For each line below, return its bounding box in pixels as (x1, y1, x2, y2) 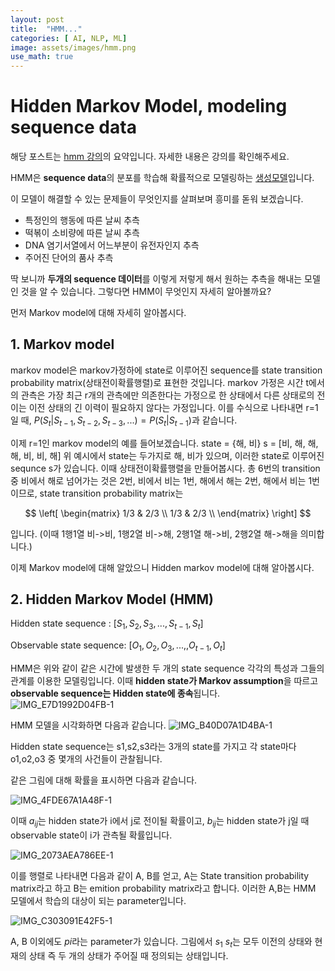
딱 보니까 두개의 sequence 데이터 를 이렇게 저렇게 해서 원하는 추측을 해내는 (10, 273, 303, 285)
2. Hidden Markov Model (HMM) (10, 591, 214, 608)
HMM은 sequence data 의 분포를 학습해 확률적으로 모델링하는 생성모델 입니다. (10, 172, 315, 184)
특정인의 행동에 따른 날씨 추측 (24, 214, 140, 226)
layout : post (10, 14, 65, 25)
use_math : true (10, 52, 74, 62)
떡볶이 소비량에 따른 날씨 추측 (24, 227, 140, 239)
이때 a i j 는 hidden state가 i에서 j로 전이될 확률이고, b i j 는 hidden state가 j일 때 (10, 815, 310, 829)
